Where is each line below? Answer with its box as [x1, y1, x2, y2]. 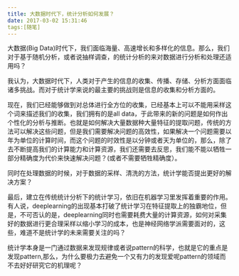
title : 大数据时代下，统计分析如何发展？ [7, 10, 115, 18]
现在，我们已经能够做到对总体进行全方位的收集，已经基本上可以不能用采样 [7, 101, 225, 109]
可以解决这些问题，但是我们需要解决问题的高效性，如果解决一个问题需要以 [13, 127, 232, 136]
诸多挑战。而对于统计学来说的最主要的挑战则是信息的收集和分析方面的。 [7, 86, 219, 94]
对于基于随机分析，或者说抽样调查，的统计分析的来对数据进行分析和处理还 [7, 53, 225, 61]
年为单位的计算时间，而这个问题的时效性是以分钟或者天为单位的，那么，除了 [7, 136, 232, 145]
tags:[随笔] [7, 23, 41, 31]
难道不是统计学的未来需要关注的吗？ [19, 228, 126, 237]
